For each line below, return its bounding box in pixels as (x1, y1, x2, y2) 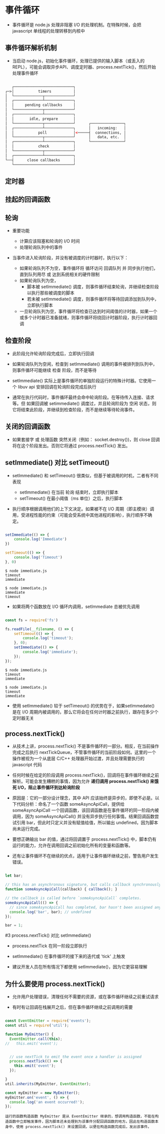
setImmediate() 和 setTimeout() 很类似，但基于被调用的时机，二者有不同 (12, 472, 159, 478)
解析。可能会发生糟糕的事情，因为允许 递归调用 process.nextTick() (12, 779, 149, 784)
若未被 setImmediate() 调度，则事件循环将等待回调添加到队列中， (27, 296, 159, 302)
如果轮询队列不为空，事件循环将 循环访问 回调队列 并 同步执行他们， (19, 265, 158, 271)
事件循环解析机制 (5, 44, 57, 52)
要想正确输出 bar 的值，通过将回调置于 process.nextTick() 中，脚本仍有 (12, 836, 157, 842)
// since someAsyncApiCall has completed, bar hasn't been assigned (9, 905, 153, 910)
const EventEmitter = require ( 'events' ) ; (5, 1019, 91, 1024)
